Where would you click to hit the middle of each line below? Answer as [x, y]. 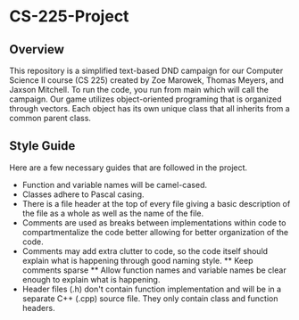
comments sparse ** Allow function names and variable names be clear [154, 270]
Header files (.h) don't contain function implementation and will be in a [152, 289]
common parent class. [50, 118]
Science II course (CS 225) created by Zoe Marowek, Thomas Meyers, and [146, 80]
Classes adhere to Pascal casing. [83, 194]
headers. [38, 308]
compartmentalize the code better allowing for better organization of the [155, 232]
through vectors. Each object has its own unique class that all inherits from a [149, 108]
